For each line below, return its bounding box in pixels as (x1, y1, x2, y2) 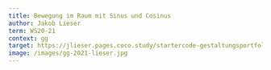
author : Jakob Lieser (8, 19, 81, 27)
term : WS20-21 (8, 27, 56, 35)
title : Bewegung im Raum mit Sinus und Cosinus (8, 11, 172, 20)
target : (8, 42, 35, 50)
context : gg (8, 34, 48, 43)
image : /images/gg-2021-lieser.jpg (8, 49, 128, 57)
